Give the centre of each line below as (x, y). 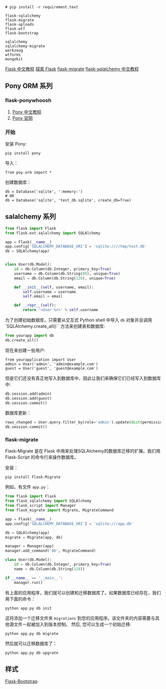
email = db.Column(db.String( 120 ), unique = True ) (65, 278)
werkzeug (14, 51)
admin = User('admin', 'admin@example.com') (52, 364)
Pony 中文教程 (27, 112)
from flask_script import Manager (41, 506)
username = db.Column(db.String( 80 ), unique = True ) (67, 273)
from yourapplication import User (41, 360)
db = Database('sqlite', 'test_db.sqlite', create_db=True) (68, 200)
